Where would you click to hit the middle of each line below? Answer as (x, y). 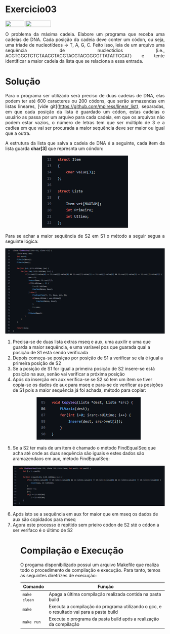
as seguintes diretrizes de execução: (58, 575)
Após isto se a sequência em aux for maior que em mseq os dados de (85, 514)
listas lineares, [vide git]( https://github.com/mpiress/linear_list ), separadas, (85, 106)
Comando (34, 587)
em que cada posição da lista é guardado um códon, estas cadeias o (85, 112)
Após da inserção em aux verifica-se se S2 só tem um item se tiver (82, 380)
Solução (23, 82)
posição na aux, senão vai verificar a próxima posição (69, 374)
